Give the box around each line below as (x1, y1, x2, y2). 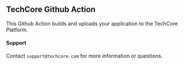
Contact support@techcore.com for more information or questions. (6, 52, 163, 60)
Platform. (6, 26, 28, 33)
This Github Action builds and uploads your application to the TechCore (6, 20, 178, 27)
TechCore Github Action (6, 5, 96, 15)
